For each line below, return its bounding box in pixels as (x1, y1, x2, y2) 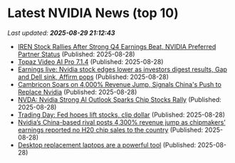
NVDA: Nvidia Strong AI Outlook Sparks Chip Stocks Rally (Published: (17, 95, 222, 104)
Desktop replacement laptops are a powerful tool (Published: (17, 140, 197, 149)
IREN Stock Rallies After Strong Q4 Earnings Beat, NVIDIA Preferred (17, 42, 216, 51)
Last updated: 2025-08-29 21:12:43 (7, 28, 115, 37)
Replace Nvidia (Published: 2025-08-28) (17, 88, 137, 96)
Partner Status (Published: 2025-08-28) (17, 50, 135, 58)
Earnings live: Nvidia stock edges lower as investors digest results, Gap (17, 65, 228, 73)
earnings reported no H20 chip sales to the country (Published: (17, 125, 204, 134)
